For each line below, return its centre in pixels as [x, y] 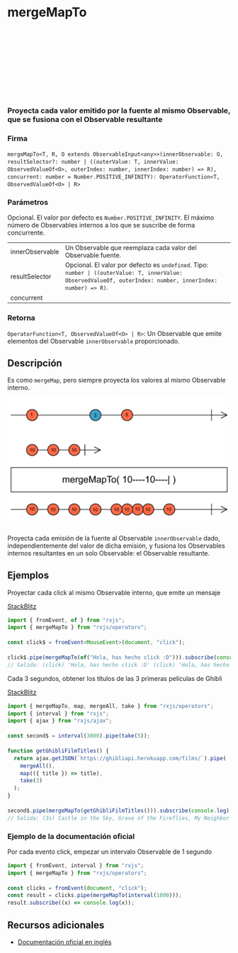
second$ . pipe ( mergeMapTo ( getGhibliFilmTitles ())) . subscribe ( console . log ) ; [120, 811]
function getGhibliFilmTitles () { [58, 751]
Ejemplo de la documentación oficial [71, 836]
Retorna [21, 318]
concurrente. [26, 233]
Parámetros [28, 203]
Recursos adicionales [56, 925]
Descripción [35, 363]
